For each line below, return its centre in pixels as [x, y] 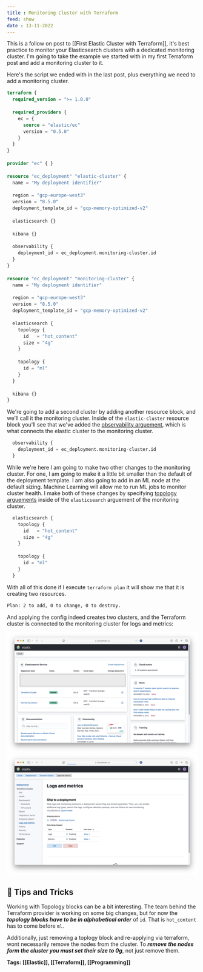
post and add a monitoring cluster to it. [55, 63]
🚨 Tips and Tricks [40, 892]
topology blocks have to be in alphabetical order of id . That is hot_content [101, 920]
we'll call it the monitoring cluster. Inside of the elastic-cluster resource [98, 418]
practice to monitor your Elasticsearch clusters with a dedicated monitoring [101, 50]
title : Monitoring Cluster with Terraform [63, 13]
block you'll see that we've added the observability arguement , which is [97, 425]
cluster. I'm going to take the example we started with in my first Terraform [100, 56]
